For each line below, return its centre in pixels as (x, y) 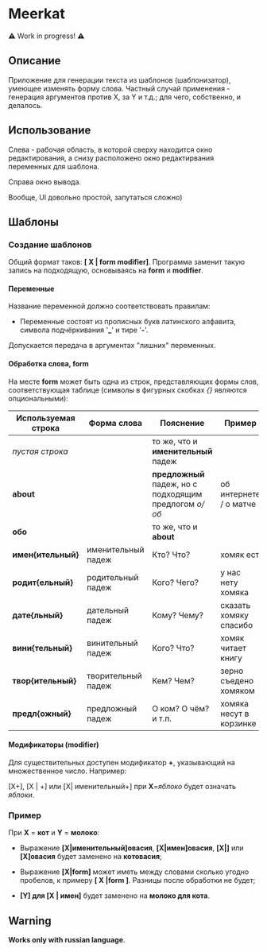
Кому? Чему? (178, 615)
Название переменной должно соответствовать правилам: (109, 306)
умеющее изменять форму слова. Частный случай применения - (119, 88)
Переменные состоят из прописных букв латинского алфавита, (128, 322)
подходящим (177, 493)
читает (233, 648)
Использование (50, 131)
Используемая (45, 418)
